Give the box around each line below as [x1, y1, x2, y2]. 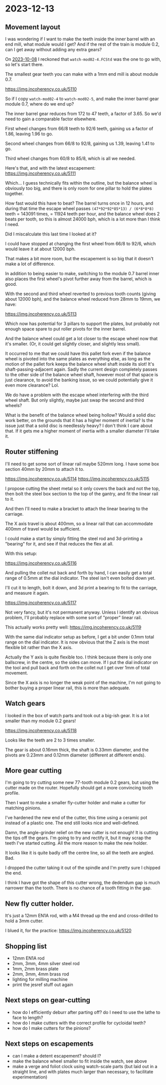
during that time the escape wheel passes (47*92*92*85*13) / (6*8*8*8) [5, 206, 154, 212]
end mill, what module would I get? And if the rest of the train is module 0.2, [5, 41, 160, 47]
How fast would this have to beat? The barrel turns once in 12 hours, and [5, 200, 154, 206]
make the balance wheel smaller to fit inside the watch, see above [12, 1058, 147, 1064]
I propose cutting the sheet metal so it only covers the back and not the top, [5, 485, 160, 491]
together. [5, 191, 24, 197]
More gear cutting [5, 766, 62, 775]
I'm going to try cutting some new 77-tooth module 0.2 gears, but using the [5, 779, 159, 785]
